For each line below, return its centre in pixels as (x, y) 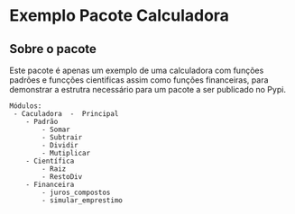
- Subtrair (62, 138)
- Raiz (54, 169)
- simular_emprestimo (83, 201)
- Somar (56, 129)
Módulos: (26, 106)
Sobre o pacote (53, 49)
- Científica (50, 161)
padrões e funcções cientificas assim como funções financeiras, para (139, 80)
